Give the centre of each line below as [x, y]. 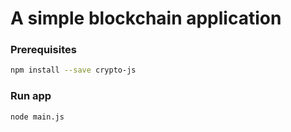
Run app [31, 96]
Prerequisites [43, 50]
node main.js [37, 117]
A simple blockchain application [146, 18]
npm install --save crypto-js [73, 70]
